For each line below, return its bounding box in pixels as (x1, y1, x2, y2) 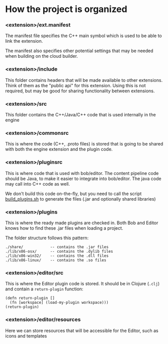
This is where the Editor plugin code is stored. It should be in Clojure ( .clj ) (5, 281, 160, 287)
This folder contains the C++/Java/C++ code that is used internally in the (5, 112, 156, 118)
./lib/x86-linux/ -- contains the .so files (5, 257, 107, 263)
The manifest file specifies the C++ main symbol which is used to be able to (5, 33, 162, 39)
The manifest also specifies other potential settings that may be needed (5, 48, 154, 54)
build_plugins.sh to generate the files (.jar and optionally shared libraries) (5, 196, 156, 202)
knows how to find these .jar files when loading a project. (5, 225, 123, 231)
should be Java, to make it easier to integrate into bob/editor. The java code (5, 176, 161, 182)
